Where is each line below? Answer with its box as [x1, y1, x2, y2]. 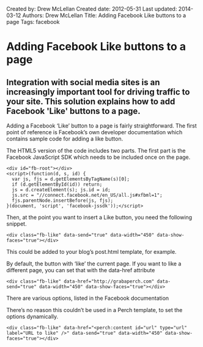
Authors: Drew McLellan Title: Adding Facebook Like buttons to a [22, 12, 186, 19]
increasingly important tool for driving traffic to [6, 86, 190, 97]
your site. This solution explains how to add [6, 96, 175, 107]
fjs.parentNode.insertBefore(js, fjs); [12, 197, 114, 204]
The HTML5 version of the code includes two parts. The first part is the [6, 147, 186, 154]
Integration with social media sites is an [6, 77, 160, 88]
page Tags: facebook [6, 18, 60, 25]
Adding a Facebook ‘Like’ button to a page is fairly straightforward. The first [6, 122, 197, 129]
